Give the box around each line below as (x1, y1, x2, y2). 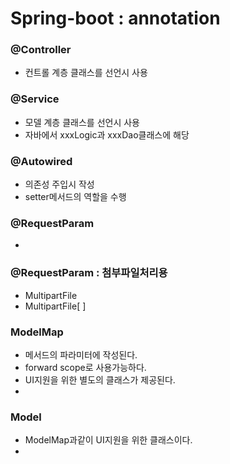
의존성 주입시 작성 (24, 178, 95, 191)
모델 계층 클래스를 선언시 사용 (24, 116, 140, 128)
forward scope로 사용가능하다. (24, 361, 147, 373)
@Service (10, 92, 60, 106)
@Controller (10, 43, 72, 57)
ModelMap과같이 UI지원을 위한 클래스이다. (24, 434, 193, 446)
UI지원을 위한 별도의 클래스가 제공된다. (24, 373, 176, 386)
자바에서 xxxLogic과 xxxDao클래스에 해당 (24, 128, 190, 141)
